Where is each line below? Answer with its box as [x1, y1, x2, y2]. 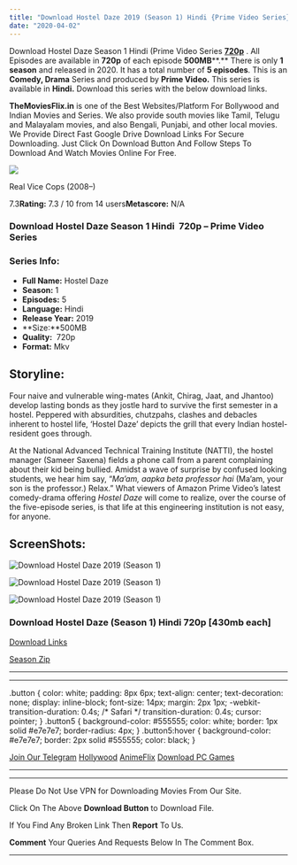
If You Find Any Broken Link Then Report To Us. [9, 820, 184, 830]
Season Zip [9, 653, 50, 664]
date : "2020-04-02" [9, 21, 81, 30]
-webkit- [229, 697, 261, 707]
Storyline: [9, 367, 65, 382]
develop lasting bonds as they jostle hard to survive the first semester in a [9, 399, 278, 410]
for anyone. [9, 511, 51, 521]
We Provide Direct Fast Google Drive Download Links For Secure [9, 128, 245, 139]
